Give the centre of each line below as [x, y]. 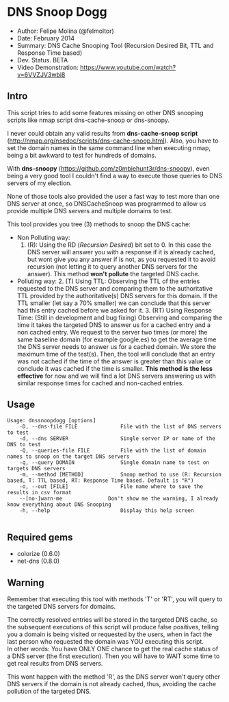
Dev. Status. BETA [42, 60]
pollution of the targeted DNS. [49, 691]
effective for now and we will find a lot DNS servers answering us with [117, 376]
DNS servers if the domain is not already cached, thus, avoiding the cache [112, 684]
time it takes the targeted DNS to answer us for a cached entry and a [113, 325]
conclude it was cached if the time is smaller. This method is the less [115, 368]
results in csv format [39, 492]
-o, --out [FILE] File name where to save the [111, 486]
